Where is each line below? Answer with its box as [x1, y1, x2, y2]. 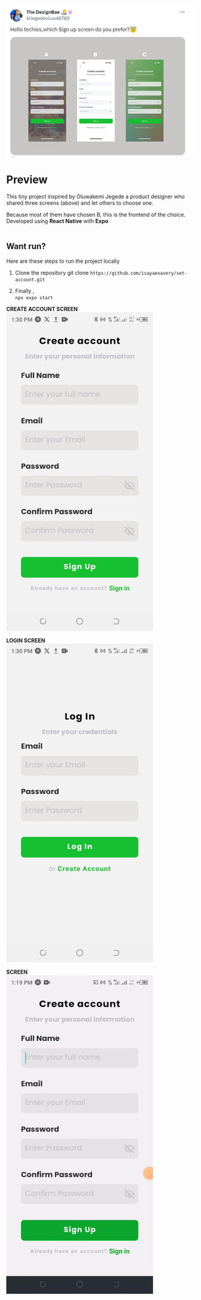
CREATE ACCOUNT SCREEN [6, 305, 78, 312]
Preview [6, 173, 48, 187]
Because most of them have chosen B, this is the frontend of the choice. [6, 211, 185, 218]
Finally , [14, 287, 35, 294]
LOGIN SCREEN [6, 637, 46, 644]
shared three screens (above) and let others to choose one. [6, 199, 153, 207]
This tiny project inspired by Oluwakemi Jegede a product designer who [6, 193, 185, 200]
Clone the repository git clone [14, 269, 89, 276]
